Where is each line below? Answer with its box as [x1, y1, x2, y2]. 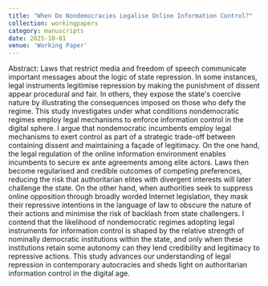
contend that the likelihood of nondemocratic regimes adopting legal [8, 218, 235, 227]
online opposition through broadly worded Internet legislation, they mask [8, 192, 249, 202]
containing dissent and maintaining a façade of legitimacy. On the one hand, [8, 141, 260, 150]
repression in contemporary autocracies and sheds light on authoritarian [8, 260, 248, 270]
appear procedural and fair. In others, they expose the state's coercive [8, 89, 242, 99]
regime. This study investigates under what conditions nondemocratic [8, 106, 239, 116]
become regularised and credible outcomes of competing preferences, [8, 166, 243, 176]
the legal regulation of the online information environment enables [8, 149, 226, 159]
